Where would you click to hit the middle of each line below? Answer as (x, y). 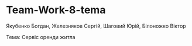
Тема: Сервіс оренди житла (41, 37)
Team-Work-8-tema (56, 10)
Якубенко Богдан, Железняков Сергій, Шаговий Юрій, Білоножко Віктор (96, 26)
